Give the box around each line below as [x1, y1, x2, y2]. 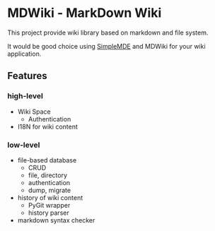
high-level [7, 91, 44, 101]
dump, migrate [28, 186, 71, 194]
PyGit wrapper [28, 201, 71, 209]
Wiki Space [17, 107, 51, 116]
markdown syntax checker [17, 215, 95, 224]
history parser [28, 208, 69, 217]
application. [7, 49, 42, 58]
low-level [7, 140, 40, 150]
